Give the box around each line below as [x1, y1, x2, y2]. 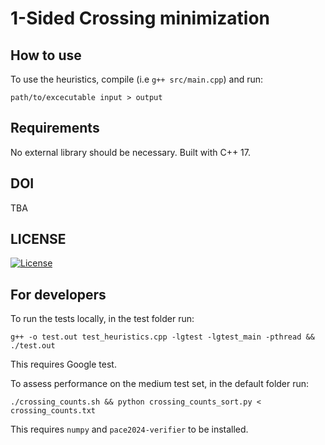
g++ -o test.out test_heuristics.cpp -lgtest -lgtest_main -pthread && [10, 332, 315, 342]
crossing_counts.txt [10, 406, 97, 416]
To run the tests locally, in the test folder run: [10, 313, 195, 325]
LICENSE [10, 231, 67, 248]
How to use [10, 47, 82, 64]
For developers [10, 286, 107, 303]
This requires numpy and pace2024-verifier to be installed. [10, 423, 249, 436]
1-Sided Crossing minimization [10, 7, 271, 30]
